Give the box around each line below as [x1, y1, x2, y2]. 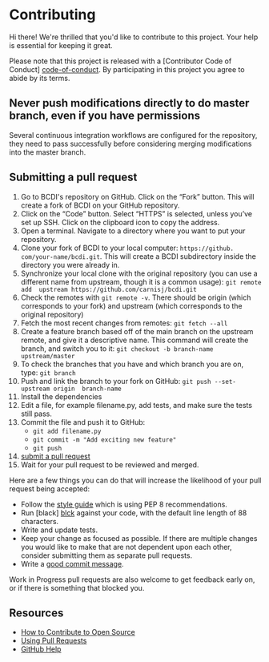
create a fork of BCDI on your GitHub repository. [20, 200, 180, 210]
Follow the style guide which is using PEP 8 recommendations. [20, 499, 227, 509]
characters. [20, 516, 59, 526]
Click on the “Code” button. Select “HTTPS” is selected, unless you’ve [20, 208, 253, 218]
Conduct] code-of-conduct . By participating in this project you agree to [9, 64, 245, 74]
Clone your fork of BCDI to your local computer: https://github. [20, 243, 235, 252]
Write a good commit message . [20, 559, 124, 568]
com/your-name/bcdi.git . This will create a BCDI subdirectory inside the [20, 251, 257, 261]
